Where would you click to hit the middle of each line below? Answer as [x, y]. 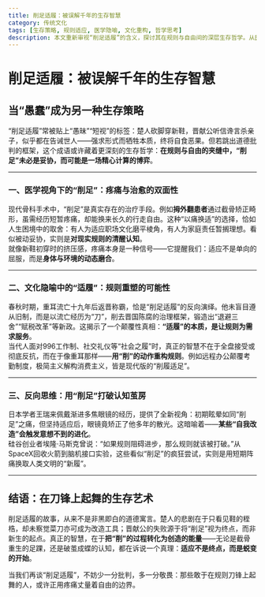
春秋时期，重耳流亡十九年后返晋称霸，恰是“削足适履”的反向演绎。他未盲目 [129, 306]
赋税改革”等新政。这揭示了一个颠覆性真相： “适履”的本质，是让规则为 [133, 326]
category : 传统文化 [38, 23]
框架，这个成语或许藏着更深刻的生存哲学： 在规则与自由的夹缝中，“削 [134, 151]
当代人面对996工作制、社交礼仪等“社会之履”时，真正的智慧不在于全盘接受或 [132, 346]
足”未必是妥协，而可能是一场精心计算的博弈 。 [83, 160]
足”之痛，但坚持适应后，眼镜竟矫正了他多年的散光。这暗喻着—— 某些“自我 [129, 424]
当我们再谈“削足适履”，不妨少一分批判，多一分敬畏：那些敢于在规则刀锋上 [129, 575]
